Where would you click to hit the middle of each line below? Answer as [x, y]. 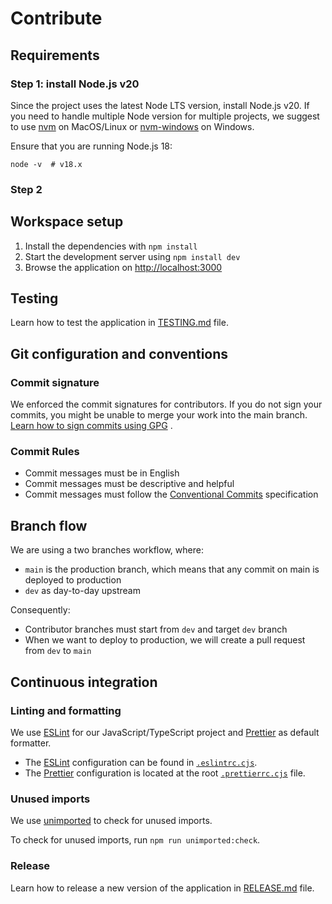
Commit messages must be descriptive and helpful [129, 484]
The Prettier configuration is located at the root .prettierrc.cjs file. [165, 773]
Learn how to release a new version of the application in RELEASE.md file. [162, 888]
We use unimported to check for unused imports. [111, 821]
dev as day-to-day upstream [82, 591]
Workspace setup [67, 222]
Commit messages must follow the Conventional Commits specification [171, 494]
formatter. [31, 743]
